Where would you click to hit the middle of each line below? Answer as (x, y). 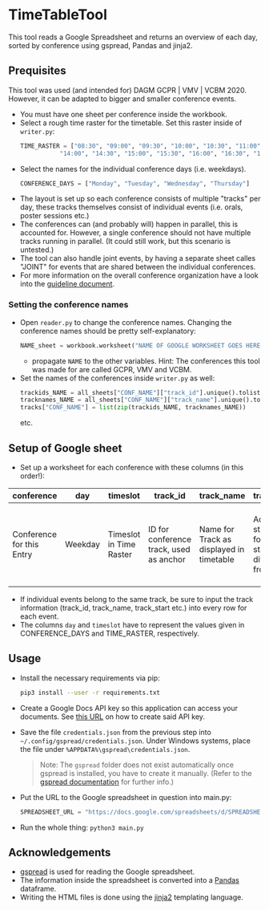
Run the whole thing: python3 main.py (82, 827)
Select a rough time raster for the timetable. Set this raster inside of (131, 123)
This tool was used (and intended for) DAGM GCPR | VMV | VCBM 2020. (127, 90)
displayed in (222, 549)
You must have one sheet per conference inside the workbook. (124, 114)
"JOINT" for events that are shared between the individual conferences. (138, 267)
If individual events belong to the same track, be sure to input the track (137, 599)
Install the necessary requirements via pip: (90, 678)
